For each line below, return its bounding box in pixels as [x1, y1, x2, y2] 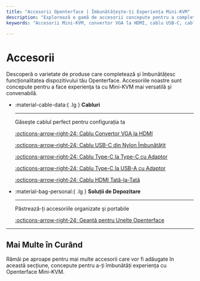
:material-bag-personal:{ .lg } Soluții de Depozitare [14, 188, 141, 195]
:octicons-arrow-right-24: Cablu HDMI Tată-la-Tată [14, 176, 140, 184]
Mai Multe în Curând [6, 240, 83, 250]
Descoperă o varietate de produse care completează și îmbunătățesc [6, 71, 176, 78]
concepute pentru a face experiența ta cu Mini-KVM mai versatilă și [6, 83, 172, 90]
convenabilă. [6, 90, 37, 97]
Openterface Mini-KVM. [6, 268, 65, 276]
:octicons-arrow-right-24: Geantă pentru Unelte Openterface [14, 216, 165, 224]
